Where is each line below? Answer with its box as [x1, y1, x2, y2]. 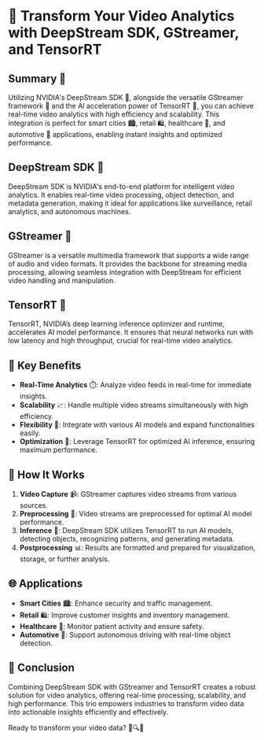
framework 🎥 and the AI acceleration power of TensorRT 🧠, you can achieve [8, 102, 254, 110]
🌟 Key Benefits [8, 358, 82, 372]
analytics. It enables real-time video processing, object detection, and [8, 190, 234, 199]
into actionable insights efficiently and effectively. [8, 707, 169, 716]
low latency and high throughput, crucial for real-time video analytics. [8, 336, 233, 346]
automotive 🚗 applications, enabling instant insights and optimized [8, 130, 222, 139]
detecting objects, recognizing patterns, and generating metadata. [19, 535, 235, 544]
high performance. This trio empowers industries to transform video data [8, 698, 244, 708]
